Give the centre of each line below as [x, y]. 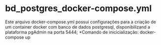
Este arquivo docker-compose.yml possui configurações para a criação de [80, 22]
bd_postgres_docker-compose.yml [79, 8]
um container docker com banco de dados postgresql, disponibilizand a [78, 27]
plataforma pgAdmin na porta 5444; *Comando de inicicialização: [72, 32]
